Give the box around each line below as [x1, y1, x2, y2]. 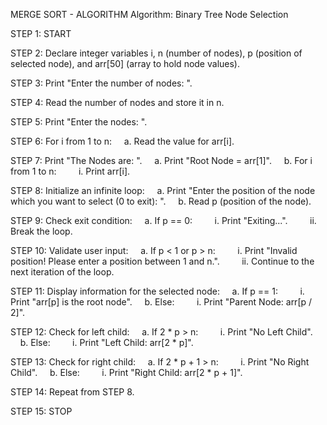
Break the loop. [10, 225, 73, 237]
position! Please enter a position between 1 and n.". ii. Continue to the [10, 255, 315, 267]
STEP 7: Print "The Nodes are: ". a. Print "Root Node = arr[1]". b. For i [10, 155, 313, 166]
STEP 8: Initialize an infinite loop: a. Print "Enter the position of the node [10, 185, 316, 196]
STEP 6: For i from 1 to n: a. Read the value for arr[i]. [10, 135, 235, 147]
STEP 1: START [10, 28, 72, 39]
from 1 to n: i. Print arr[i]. [10, 165, 131, 177]
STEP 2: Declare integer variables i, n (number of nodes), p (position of [10, 47, 303, 59]
